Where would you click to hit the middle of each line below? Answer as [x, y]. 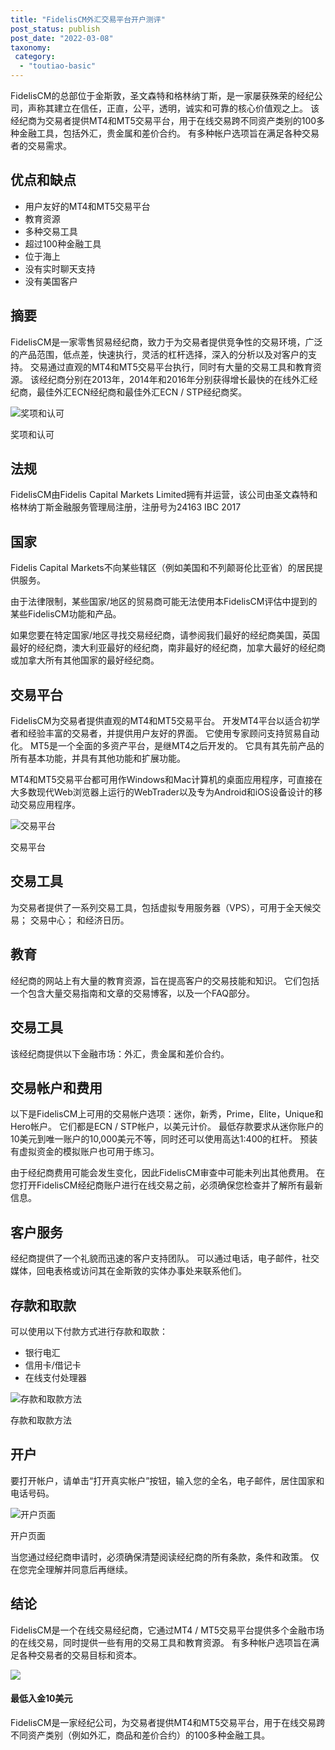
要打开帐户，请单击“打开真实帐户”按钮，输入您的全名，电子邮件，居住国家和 [167, 1480]
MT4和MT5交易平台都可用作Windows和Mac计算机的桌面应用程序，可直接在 [166, 780]
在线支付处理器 [55, 1377]
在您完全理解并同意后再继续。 [71, 1569]
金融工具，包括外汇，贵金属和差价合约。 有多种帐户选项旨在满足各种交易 [169, 133]
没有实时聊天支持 [60, 268]
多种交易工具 [51, 231]
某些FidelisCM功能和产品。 [66, 614]
